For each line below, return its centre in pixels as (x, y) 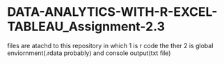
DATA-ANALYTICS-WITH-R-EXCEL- (112, 12)
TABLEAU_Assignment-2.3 (86, 26)
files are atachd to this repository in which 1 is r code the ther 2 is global (110, 45)
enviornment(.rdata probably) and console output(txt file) (89, 53)
